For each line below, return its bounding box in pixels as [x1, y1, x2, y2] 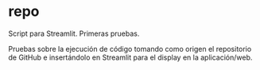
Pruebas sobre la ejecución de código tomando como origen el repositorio [8, 44, 252, 53]
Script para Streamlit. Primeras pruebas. [8, 29, 140, 38]
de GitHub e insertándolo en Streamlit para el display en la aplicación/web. [8, 52, 253, 62]
